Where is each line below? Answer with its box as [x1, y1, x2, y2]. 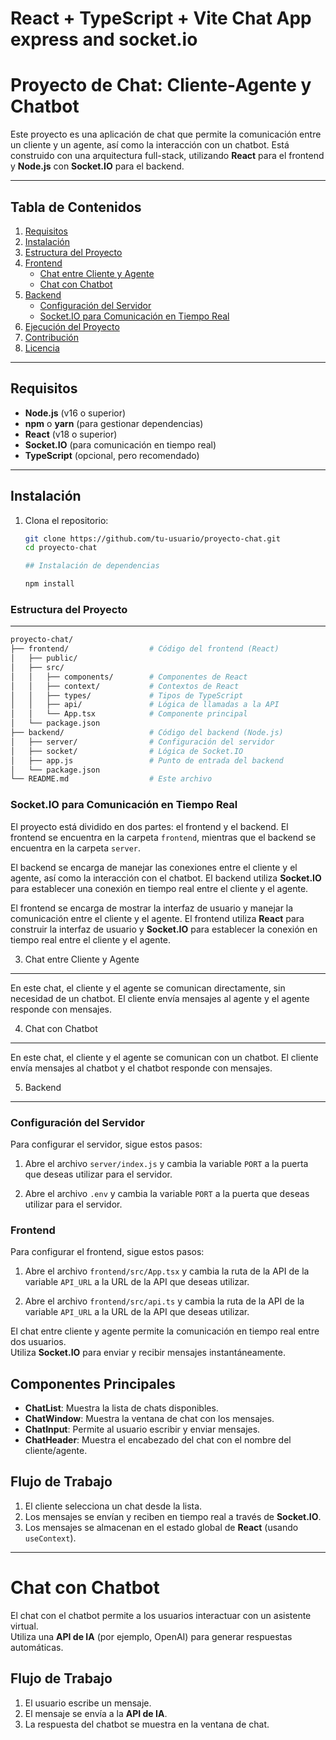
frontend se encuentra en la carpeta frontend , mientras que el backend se [10, 831, 317, 843]
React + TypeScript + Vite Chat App [10, 7, 312, 30]
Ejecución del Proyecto [24, 320, 120, 332]
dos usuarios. [10, 1336, 67, 1348]
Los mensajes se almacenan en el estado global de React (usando [24, 1521, 299, 1533]
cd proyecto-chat [24, 543, 98, 553]
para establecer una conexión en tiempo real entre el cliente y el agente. [10, 882, 309, 894]
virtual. [10, 1620, 39, 1632]
